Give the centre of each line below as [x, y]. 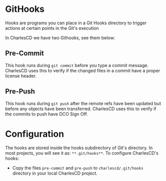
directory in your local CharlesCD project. [55, 173]
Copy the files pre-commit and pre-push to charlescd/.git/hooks [78, 168]
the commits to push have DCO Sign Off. [46, 114]
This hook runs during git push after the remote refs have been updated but [83, 103]
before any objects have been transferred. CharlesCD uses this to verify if [81, 109]
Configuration [35, 134]
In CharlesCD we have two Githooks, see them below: [60, 38]
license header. [21, 76]
